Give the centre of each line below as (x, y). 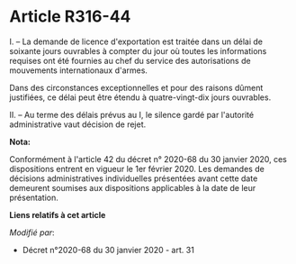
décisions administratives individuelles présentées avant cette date (134, 178)
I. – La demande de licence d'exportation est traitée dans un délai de (136, 41)
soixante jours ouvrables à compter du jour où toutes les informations (138, 50)
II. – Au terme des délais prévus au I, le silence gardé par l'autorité (132, 114)
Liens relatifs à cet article (58, 214)
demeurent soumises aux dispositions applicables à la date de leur (133, 187)
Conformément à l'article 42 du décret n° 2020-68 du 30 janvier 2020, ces (148, 159)
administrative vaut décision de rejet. (78, 124)
